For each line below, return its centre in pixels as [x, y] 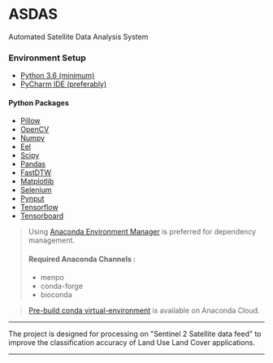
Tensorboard [42, 216]
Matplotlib [37, 181]
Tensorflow [39, 208]
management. [52, 240]
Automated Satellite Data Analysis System [78, 37]
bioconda [56, 295]
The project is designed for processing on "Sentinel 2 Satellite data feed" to [135, 334]
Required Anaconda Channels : [82, 259]
